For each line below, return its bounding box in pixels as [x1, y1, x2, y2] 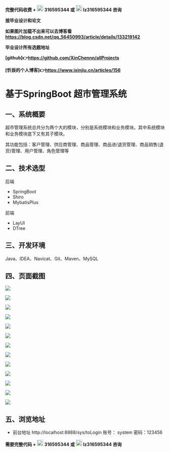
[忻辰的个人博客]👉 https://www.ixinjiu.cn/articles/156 [5, 67, 121, 73]
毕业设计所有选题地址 [5, 45, 50, 50]
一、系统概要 [5, 110, 46, 118]
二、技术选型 [5, 164, 46, 173]
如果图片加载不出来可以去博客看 [5, 28, 72, 34]
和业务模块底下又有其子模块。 [5, 131, 67, 137]
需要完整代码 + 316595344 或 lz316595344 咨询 [5, 441, 122, 447]
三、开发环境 [5, 241, 46, 250]
